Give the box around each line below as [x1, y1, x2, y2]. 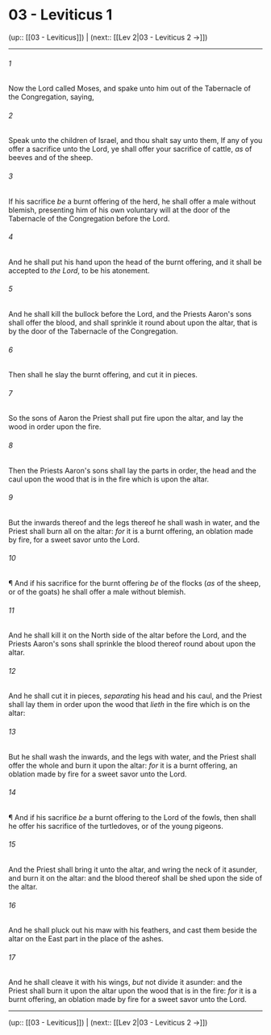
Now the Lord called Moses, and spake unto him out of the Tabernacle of [8, 83, 252, 94]
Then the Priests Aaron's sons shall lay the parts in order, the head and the [8, 465, 256, 475]
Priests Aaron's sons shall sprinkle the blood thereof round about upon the [8, 639, 256, 649]
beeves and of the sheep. [8, 153, 94, 162]
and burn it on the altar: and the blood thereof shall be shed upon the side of [8, 873, 263, 882]
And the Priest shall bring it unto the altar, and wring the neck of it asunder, [8, 865, 258, 874]
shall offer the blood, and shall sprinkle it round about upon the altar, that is [8, 318, 258, 327]
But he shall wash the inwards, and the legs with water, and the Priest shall [8, 751, 256, 761]
